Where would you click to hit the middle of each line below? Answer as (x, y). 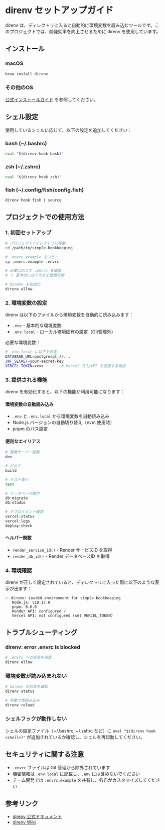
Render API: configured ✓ (39, 611)
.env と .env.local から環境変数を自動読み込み (61, 416)
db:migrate (17, 498)
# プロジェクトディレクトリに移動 (35, 243)
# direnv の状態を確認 (27, 687)
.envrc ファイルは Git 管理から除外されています (61, 767)
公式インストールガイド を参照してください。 (52, 99)
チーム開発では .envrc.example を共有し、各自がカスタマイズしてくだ (84, 780)
